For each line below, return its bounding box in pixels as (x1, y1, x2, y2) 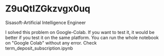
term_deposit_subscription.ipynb (5, 45, 73, 51)
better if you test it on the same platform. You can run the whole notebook (5, 34, 159, 40)
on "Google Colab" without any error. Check (5, 39, 97, 45)
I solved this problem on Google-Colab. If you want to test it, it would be (5, 29, 155, 35)
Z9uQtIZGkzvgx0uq (5, 3, 91, 14)
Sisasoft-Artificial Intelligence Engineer (5, 19, 86, 25)
